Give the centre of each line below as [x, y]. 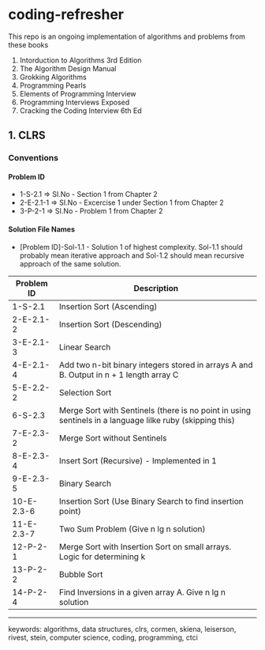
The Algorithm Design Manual [68, 68]
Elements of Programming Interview [78, 93]
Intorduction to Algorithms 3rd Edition [80, 60]
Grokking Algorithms [53, 77]
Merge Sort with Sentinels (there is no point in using [155, 410]
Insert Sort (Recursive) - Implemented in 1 [138, 460]
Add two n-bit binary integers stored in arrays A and [156, 365]
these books [28, 44]
